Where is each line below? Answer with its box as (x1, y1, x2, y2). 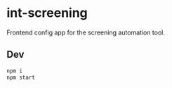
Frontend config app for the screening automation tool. (6, 28, 166, 37)
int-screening (6, 5, 88, 21)
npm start (6, 74, 36, 81)
